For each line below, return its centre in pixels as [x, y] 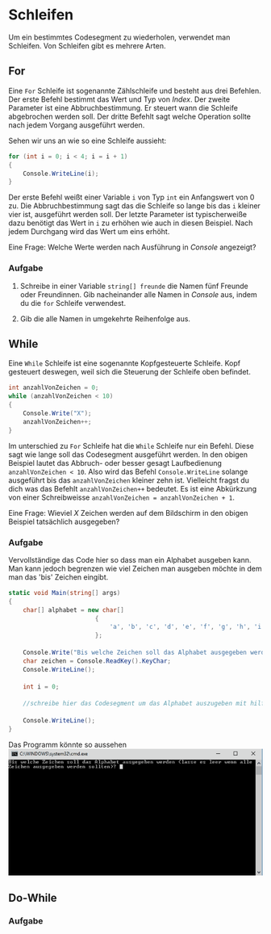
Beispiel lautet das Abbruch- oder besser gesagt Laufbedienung [115, 463]
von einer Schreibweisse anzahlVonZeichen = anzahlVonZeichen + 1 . [122, 497]
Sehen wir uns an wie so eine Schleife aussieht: [88, 140]
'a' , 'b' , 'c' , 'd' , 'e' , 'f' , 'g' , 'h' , [180, 627]
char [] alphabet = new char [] [74, 610]
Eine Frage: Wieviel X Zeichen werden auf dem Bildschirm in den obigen [128, 513]
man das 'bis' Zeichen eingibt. [58, 577]
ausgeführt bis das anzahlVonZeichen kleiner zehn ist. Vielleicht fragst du [129, 480]
